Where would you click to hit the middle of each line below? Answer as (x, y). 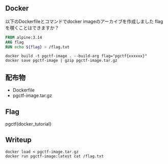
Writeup (18, 140)
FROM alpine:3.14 (24, 37)
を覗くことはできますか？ (32, 28)
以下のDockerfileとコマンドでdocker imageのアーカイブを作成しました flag (84, 21)
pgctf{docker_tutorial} (29, 124)
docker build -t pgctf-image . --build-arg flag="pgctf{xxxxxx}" (76, 56)
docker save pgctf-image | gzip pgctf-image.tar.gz (61, 61)
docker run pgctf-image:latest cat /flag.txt (54, 156)
